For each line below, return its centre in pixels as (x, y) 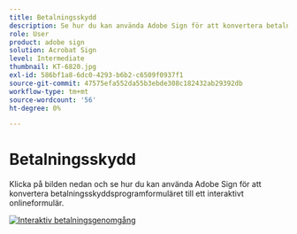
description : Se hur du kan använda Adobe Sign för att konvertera (136, 26)
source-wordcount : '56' (53, 100)
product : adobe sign (47, 42)
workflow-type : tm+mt (49, 91)
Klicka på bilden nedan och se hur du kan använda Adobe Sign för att (136, 184)
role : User (29, 34)
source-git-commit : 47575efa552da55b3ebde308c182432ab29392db (126, 83)
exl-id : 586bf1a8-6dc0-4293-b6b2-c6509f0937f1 (96, 75)
